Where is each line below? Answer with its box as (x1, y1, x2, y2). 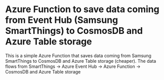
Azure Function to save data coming (5, 4, 160, 15)
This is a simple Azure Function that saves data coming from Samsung (5, 52, 151, 59)
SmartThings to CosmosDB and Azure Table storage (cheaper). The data (5, 58, 156, 64)
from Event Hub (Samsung (5, 14, 119, 26)
